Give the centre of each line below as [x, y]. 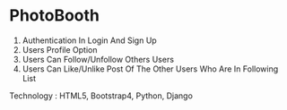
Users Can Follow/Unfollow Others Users [98, 59]
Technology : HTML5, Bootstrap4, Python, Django [101, 96]
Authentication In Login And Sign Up [89, 40]
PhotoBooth [55, 16]
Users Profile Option [60, 49]
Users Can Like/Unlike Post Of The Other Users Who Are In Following [150, 69]
